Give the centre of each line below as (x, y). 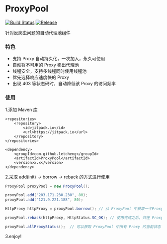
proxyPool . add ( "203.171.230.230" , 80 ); (46, 195)
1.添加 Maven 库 (21, 110)
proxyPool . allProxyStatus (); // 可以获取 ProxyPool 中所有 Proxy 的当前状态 (83, 227)
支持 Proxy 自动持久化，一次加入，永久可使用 (59, 59)
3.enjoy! (13, 236)
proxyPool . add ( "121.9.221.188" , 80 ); (44, 200)
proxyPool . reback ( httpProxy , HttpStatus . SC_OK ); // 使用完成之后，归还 (78, 218)
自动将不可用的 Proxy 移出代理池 (46, 65)
